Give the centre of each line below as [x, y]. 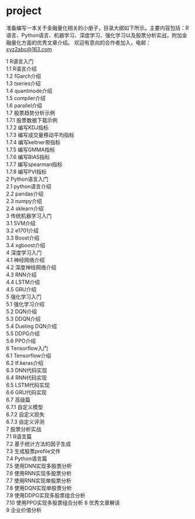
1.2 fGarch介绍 [24, 76]
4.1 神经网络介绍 [25, 259]
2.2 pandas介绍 [25, 194]
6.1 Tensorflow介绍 [29, 355]
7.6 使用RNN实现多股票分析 [39, 473]
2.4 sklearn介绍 [25, 208]
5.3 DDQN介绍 [23, 318]
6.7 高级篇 [18, 400]
